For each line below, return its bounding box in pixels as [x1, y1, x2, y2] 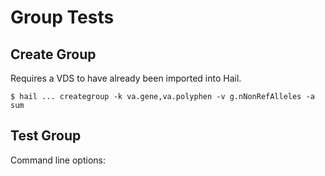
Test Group [10, 127, 82, 145]
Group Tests [10, 6, 115, 29]
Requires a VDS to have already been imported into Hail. [10, 72, 242, 84]
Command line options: [10, 154, 106, 166]
